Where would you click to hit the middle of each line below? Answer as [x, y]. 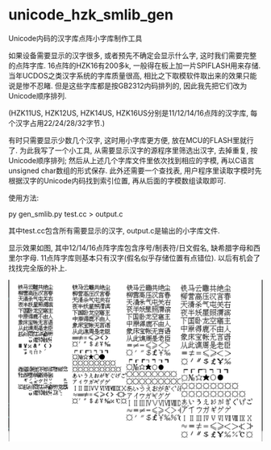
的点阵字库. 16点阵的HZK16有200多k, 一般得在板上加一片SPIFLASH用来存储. [135, 65]
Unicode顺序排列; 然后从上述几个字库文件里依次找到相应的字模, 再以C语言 [131, 160]
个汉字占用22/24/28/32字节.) [57, 123]
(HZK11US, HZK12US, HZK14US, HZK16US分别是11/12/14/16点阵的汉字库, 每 [133, 113]
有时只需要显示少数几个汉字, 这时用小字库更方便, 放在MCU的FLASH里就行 [131, 140]
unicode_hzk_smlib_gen [91, 15]
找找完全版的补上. [38, 267]
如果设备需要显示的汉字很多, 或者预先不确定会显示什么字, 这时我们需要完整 [132, 55]
